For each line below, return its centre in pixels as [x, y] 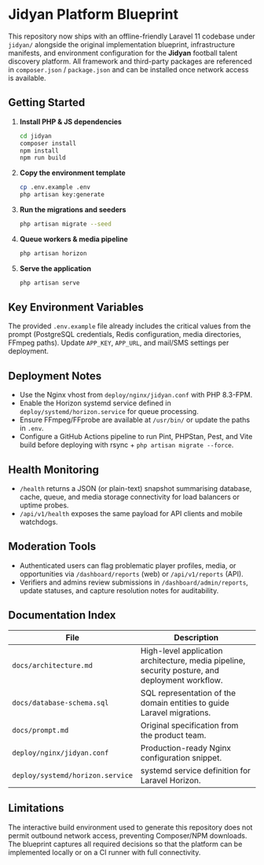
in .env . [32, 428]
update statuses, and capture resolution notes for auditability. [119, 590]
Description [196, 637]
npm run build [42, 158]
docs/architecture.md [52, 665]
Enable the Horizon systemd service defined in [95, 403]
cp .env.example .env [55, 187]
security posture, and [180, 670]
